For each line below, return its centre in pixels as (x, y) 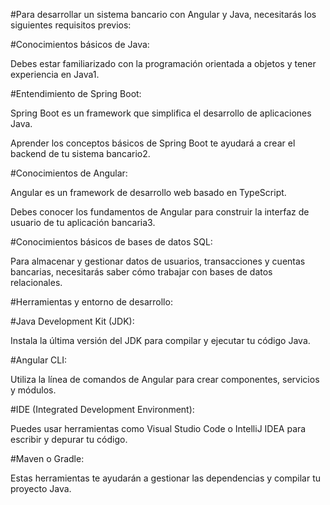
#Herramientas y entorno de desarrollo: (91, 302)
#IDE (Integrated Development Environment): (102, 409)
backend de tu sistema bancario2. (80, 153)
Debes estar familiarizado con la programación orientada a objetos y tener (163, 63)
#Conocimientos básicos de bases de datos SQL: (111, 242)
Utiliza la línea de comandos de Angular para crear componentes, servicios (165, 379)
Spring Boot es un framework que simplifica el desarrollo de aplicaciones (161, 113)
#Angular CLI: (39, 360)
